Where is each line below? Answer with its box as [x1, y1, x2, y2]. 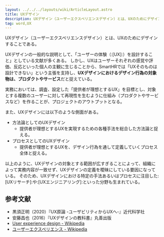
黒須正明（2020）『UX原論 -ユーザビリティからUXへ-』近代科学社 [12, 209, 145, 215]
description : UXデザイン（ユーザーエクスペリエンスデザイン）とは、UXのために [5, 16, 147, 21]
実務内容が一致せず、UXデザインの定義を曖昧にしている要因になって [17, 167, 156, 173]
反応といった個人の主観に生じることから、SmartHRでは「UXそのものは [13, 64, 158, 70]
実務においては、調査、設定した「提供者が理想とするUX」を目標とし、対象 [5, 86, 156, 92]
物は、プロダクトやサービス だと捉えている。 [5, 76, 95, 82]
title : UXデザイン [5, 12, 40, 17]
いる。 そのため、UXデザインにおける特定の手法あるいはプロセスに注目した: [5, 173, 159, 179]
